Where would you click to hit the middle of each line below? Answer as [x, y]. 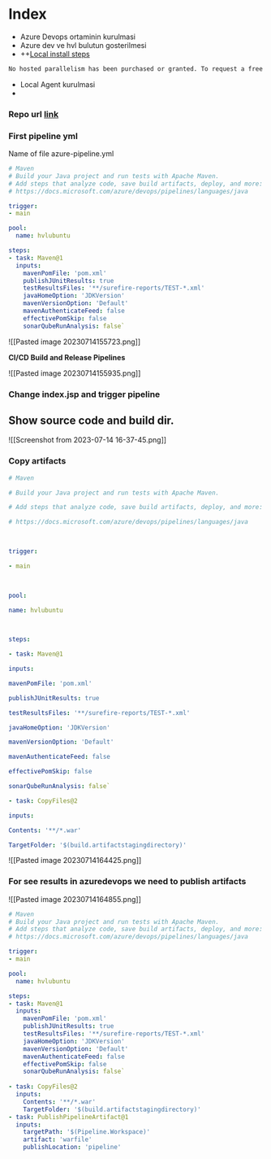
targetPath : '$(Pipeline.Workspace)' [87, 1132]
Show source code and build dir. [91, 420]
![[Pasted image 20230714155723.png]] [75, 342]
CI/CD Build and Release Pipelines [67, 357]
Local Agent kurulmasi [58, 84]
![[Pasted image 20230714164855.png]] [75, 899]
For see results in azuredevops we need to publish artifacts [127, 882]
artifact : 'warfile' [58, 1139]
